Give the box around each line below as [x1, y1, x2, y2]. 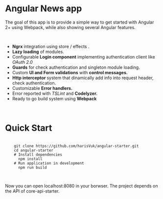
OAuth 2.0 [12, 59, 33, 65]
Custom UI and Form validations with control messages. [12, 69, 128, 75]
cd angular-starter [14, 148, 54, 153]
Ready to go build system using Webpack [12, 95, 97, 101]
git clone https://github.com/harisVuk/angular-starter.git [14, 143, 139, 148]
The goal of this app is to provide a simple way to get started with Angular [5, 19, 154, 25]
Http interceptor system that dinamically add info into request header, [12, 75, 154, 81]
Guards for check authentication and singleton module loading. [12, 64, 140, 70]
